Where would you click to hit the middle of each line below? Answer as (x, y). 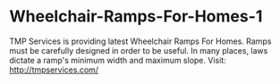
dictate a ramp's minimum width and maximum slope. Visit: (118, 60)
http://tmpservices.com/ (54, 70)
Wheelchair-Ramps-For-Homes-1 (136, 17)
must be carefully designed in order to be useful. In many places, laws (139, 50)
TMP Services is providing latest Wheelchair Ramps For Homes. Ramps (140, 41)
